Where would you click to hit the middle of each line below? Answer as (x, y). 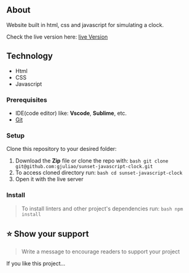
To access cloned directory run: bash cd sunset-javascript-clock (99, 173)
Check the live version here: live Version (57, 37)
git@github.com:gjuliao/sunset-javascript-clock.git (84, 167)
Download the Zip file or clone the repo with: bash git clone (92, 161)
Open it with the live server (49, 179)
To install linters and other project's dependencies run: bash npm (102, 209)
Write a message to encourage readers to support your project (100, 252)
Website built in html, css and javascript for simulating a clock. (85, 25)
